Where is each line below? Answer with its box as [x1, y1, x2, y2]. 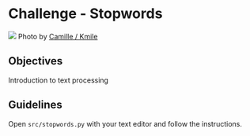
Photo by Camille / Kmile [17, 31, 98, 41]
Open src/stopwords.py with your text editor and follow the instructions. [8, 119, 243, 128]
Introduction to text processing [8, 75, 109, 85]
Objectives [8, 54, 63, 68]
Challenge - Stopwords [8, 5, 163, 23]
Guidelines [8, 98, 62, 112]
